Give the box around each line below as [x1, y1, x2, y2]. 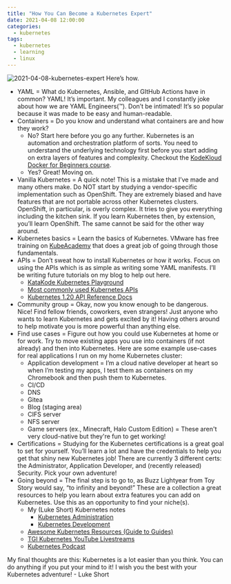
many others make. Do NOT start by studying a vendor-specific [17, 182, 198, 191]
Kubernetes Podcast [27, 542, 86, 550]
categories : [7, 23, 41, 30]
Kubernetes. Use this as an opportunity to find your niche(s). [17, 498, 190, 506]
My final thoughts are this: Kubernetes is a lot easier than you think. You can [7, 555, 223, 563]
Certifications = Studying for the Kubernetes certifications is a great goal [17, 439, 224, 447]
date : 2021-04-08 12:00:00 [7, 17, 85, 23]
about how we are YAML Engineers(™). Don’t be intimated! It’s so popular [17, 101, 224, 110]
